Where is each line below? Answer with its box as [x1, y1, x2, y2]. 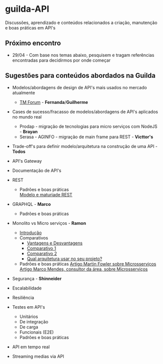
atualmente [12, 90, 35, 96]
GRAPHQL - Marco [12, 201, 51, 207]
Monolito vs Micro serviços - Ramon [12, 220, 86, 226]
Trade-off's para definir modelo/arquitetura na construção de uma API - [12, 143, 158, 149]
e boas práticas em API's [5, 24, 55, 30]
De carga [19, 324, 38, 330]
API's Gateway [12, 158, 42, 164]
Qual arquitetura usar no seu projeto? [27, 256, 102, 262]
